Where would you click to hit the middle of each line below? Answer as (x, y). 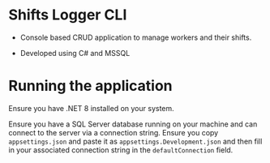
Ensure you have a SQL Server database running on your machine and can (133, 124)
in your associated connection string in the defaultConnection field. (121, 150)
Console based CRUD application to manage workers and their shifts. (136, 37)
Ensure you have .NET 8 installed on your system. (91, 108)
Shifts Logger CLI (68, 15)
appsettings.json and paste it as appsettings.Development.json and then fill (135, 141)
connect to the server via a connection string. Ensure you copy (114, 132)
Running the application (90, 86)
